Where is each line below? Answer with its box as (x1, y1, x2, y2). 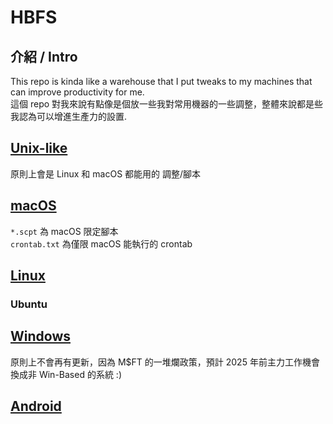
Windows (10, 328, 71, 345)
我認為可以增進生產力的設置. (10, 111, 128, 122)
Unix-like (10, 140, 68, 157)
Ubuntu (10, 297, 48, 311)
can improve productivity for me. (10, 86, 145, 98)
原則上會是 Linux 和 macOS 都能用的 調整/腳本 (10, 167, 202, 180)
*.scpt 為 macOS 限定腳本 (10, 225, 119, 237)
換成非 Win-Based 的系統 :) (10, 368, 122, 380)
